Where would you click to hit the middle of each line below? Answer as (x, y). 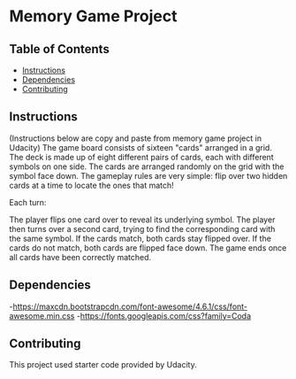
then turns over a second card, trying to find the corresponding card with (142, 228)
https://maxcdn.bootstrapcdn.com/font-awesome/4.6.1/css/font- (130, 306)
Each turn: (28, 202)
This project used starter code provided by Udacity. (103, 365)
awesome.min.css (42, 315)
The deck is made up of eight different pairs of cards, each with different (141, 157)
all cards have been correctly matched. (80, 257)
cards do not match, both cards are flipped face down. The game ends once (148, 248)
